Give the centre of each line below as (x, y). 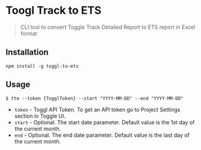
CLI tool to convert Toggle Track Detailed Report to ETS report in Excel (108, 27)
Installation (27, 52)
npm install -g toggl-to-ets (42, 66)
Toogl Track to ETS (54, 10)
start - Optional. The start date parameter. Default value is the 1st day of (104, 122)
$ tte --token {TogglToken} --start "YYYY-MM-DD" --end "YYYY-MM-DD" (95, 98)
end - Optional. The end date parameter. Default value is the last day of (102, 135)
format (29, 33)
